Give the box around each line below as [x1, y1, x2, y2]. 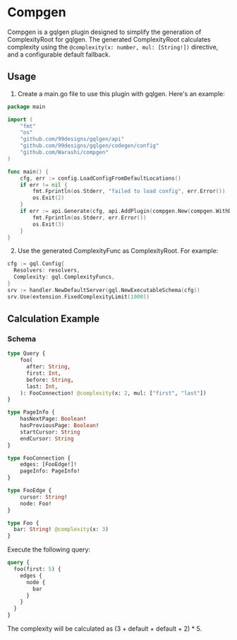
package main [7, 103, 46, 110]
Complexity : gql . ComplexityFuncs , [13, 274, 115, 281]
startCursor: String [20, 429, 80, 436]
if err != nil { [20, 181, 68, 188]
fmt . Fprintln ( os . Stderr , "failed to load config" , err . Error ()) [32, 188, 226, 195]
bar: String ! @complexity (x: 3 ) [13, 526, 109, 533]
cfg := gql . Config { [7, 260, 65, 267]
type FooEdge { [7, 487, 52, 494]
